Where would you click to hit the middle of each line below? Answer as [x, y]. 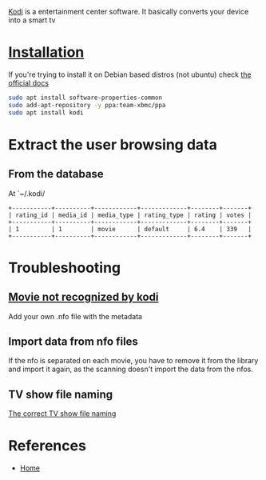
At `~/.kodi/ [27, 193]
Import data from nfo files [73, 341]
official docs [29, 82]
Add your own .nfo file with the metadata [75, 316]
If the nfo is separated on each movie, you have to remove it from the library [133, 361]
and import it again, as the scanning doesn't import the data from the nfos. [131, 369]
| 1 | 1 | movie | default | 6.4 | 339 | [130, 229]
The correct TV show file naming [62, 414]
